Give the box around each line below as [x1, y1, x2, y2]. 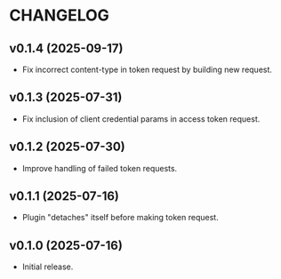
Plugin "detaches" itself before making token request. [21, 212, 220, 223]
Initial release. [21, 261, 74, 272]
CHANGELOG [9, 5, 109, 26]
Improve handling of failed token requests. [21, 163, 178, 173]
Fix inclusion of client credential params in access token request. [21, 113, 261, 124]
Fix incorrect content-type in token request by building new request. [21, 64, 273, 75]
